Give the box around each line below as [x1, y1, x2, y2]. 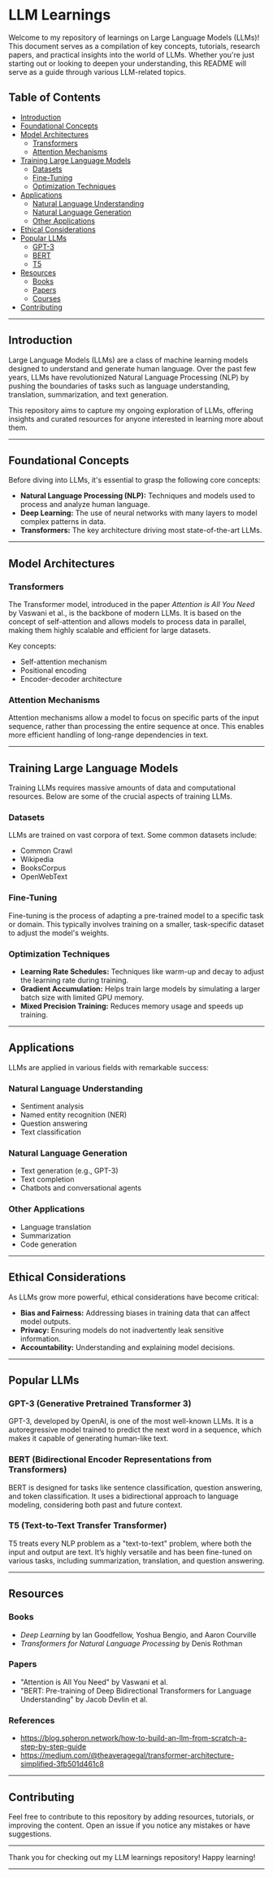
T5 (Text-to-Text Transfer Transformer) [8, 1520, 167, 1531]
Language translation [19, 1221, 92, 1232]
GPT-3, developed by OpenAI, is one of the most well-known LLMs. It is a [8, 1416, 254, 1426]
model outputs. [19, 1316, 71, 1326]
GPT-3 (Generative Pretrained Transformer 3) [8, 1398, 192, 1409]
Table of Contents [8, 91, 102, 105]
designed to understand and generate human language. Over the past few [8, 363, 257, 373]
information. [19, 1334, 61, 1343]
